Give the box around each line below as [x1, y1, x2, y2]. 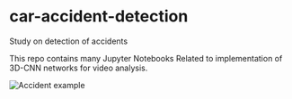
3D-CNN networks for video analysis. [9, 62, 148, 73]
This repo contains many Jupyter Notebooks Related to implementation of [9, 53, 283, 63]
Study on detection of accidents [9, 36, 128, 46]
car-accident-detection [9, 6, 189, 27]
